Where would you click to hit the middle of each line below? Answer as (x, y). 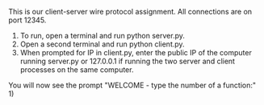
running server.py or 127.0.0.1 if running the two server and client (128, 61)
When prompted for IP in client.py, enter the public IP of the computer (136, 52)
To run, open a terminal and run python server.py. (103, 36)
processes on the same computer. (77, 70)
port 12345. (27, 20)
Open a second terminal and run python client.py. (102, 44)
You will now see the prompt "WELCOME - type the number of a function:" (132, 85)
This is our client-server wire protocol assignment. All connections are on (130, 12)
